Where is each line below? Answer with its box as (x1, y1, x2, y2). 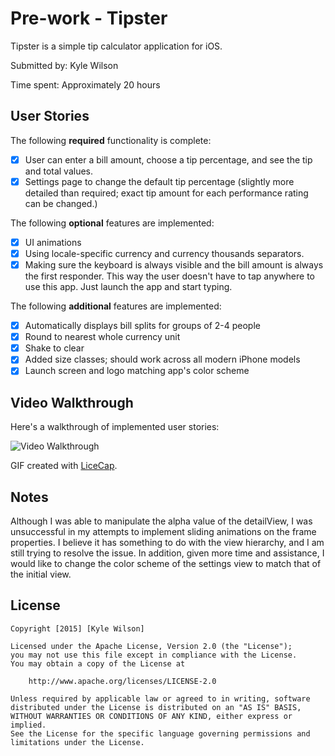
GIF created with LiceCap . (10, 460, 118, 472)
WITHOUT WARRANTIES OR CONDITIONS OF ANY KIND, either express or (10, 711, 293, 721)
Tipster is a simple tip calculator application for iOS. (10, 40, 223, 52)
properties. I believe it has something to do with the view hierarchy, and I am (10, 537, 325, 548)
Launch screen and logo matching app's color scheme (24, 365, 250, 377)
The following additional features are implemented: (10, 300, 222, 312)
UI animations (24, 236, 82, 248)
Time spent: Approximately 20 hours (10, 78, 161, 91)
